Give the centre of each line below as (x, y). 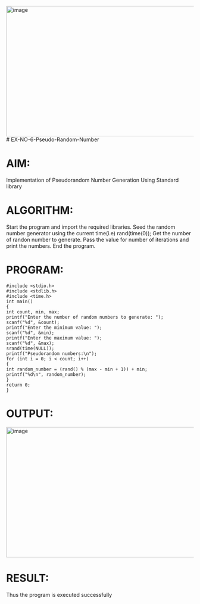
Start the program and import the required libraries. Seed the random (91, 227)
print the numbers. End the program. (51, 246)
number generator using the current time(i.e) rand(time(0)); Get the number (99, 233)
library (14, 186)
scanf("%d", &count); (33, 322)
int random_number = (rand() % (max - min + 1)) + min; (77, 369)
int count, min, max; (33, 312)
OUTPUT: (30, 413)
